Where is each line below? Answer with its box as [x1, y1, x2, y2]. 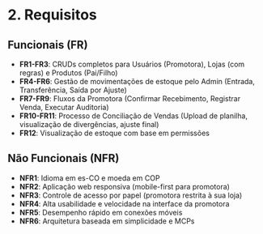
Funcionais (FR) [7, 38, 88, 52]
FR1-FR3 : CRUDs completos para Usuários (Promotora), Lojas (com [19, 59, 245, 69]
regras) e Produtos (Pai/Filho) [19, 68, 118, 78]
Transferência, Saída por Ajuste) [19, 85, 127, 95]
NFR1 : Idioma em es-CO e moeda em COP [19, 172, 160, 183]
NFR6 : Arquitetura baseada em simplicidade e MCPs [19, 216, 195, 226]
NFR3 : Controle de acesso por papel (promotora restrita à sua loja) [19, 190, 243, 200]
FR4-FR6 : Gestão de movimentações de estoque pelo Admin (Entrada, [19, 77, 256, 86]
